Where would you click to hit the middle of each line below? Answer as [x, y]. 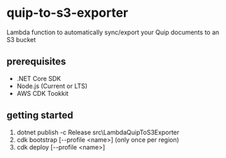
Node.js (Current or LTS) [52, 86]
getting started [40, 116]
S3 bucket [21, 39]
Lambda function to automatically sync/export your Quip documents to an [113, 32]
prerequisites [36, 62]
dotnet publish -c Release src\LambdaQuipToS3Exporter [98, 132]
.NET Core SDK [39, 78]
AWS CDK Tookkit [43, 93]
